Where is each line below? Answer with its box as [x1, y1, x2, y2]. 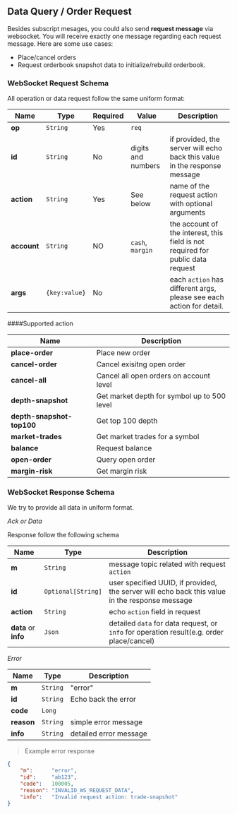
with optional [169, 199, 213, 209]
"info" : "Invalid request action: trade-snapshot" [20, 794, 178, 801]
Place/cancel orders [17, 53, 76, 61]
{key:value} [45, 289, 86, 297]
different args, [169, 284, 217, 294]
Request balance [96, 443, 152, 453]
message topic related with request [109, 559, 226, 569]
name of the [169, 181, 210, 191]
